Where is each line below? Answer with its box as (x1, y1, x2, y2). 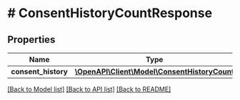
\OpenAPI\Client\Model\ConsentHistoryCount (74, 66, 234, 76)
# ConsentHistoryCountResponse (7, 5, 213, 21)
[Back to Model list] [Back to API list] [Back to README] (7, 85, 171, 94)
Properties (7, 34, 56, 46)
